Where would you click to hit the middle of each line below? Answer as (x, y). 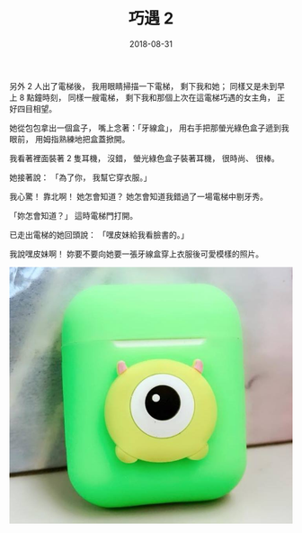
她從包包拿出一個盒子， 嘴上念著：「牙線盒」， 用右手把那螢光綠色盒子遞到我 (149, 128)
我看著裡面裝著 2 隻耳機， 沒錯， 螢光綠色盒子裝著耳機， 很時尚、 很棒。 (145, 158)
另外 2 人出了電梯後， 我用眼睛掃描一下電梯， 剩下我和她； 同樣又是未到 (143, 86)
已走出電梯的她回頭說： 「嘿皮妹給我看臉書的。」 (99, 234)
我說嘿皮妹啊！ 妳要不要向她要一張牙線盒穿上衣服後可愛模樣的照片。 (136, 254)
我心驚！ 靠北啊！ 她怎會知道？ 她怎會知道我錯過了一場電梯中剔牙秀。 (138, 196)
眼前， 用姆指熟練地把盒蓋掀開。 (70, 139)
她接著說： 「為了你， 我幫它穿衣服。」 (80, 177)
